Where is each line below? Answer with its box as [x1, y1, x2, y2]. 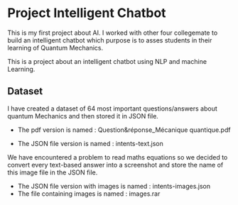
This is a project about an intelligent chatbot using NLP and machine [7, 57, 207, 65]
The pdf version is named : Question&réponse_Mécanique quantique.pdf [17, 126, 231, 134]
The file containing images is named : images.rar [17, 189, 161, 198]
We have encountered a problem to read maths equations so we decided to [7, 153, 228, 161]
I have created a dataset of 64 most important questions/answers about [7, 104, 218, 113]
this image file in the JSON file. [7, 168, 98, 177]
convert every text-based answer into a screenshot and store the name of [7, 160, 224, 169]
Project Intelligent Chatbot [7, 5, 166, 21]
